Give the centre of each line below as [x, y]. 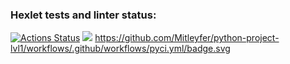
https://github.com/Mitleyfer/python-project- [187, 38]
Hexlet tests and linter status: [83, 15]
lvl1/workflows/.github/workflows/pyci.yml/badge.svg [120, 49]
